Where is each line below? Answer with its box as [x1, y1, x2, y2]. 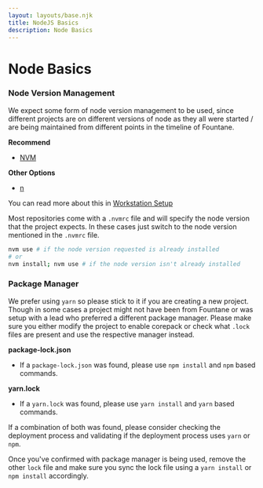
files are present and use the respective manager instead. [8, 330, 195, 339]
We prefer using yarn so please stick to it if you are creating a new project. [8, 296, 249, 306]
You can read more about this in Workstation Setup [8, 198, 174, 208]
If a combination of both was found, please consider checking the [8, 422, 221, 432]
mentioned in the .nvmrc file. [8, 230, 100, 239]
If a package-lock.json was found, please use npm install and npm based [19, 360, 256, 370]
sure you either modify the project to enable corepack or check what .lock [8, 321, 250, 330]
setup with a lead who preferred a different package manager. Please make [8, 313, 252, 322]
